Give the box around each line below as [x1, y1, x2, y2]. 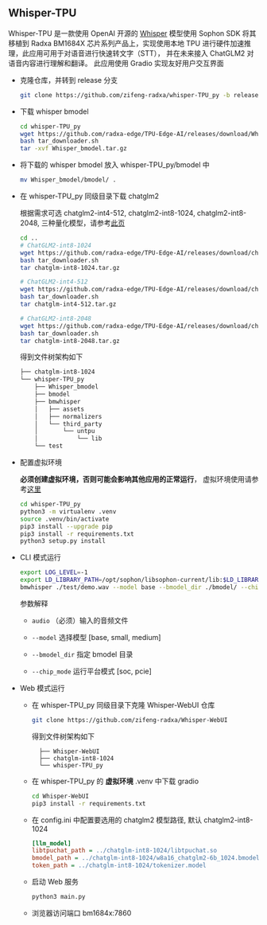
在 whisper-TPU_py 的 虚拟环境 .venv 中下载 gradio [31, 776, 199, 786]
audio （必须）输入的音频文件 [31, 615, 129, 625]
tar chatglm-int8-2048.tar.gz [19, 337, 121, 345]
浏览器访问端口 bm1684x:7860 [31, 907, 132, 918]
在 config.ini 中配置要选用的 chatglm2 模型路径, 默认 [31, 815, 203, 825]
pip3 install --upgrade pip [19, 522, 113, 530]
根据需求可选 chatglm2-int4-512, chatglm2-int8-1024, [19, 209, 196, 218]
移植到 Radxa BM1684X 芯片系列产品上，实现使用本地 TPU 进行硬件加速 [8, 38, 245, 48]
